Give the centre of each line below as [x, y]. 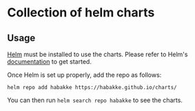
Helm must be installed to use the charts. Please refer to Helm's [97, 54]
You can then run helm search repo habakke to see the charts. [95, 100]
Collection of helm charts [81, 13]
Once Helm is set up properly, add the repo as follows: [84, 75]
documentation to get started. [49, 62]
